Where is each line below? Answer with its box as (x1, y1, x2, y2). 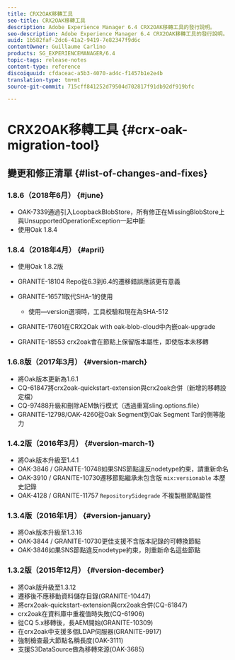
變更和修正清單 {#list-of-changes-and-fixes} (7, 167, 208, 179)
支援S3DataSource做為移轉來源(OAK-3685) (17, 644, 145, 653)
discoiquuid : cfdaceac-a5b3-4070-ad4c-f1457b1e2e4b (7, 69, 163, 77)
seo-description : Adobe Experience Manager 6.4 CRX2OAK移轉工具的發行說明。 (7, 30, 229, 38)
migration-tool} (7, 138, 101, 153)
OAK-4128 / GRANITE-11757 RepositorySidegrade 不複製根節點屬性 (17, 491, 212, 500)
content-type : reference (7, 63, 81, 70)
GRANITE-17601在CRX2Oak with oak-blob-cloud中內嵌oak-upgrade (17, 323, 216, 331)
